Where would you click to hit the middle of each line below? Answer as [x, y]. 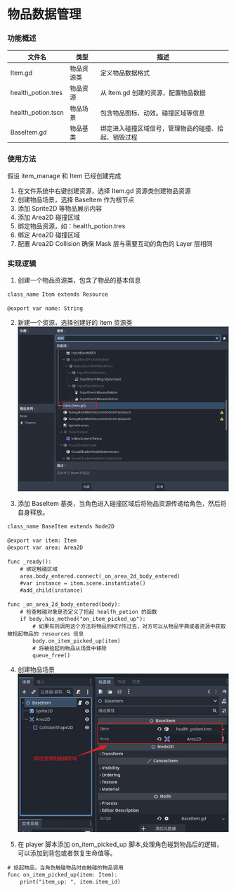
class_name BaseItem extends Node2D [61, 526]
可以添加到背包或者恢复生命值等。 [67, 853]
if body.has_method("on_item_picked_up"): [83, 619]
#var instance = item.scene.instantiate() [83, 583]
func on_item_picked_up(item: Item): [63, 875]
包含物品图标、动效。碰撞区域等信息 [153, 113]
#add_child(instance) [51, 590]
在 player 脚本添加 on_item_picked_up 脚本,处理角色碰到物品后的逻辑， [120, 844]
